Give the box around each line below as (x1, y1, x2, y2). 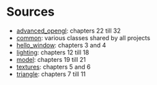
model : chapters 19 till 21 (16, 55, 86, 63)
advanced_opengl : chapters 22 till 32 (16, 27, 121, 35)
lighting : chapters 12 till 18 (16, 48, 89, 56)
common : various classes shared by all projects (16, 33, 151, 41)
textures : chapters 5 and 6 (16, 63, 91, 71)
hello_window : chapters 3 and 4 (16, 41, 106, 49)
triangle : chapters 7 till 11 (16, 69, 86, 78)
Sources (6, 4, 55, 20)
